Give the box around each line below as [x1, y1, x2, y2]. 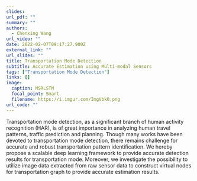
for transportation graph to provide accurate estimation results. [6, 168, 160, 175]
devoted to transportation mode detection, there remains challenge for [6, 137, 178, 144]
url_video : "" [6, 36, 41, 42]
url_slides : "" [6, 52, 44, 58]
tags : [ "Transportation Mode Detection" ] [6, 69, 110, 75]
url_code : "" [6, 101, 38, 108]
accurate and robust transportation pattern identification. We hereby [6, 143, 173, 150]
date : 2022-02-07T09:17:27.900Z [6, 42, 86, 48]
